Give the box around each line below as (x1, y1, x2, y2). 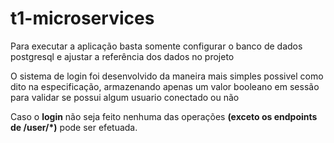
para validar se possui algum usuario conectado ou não (10, 91, 240, 103)
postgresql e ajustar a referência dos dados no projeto (10, 50, 235, 62)
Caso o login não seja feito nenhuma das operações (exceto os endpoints (10, 110, 318, 122)
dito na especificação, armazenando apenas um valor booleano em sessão (10, 80, 320, 92)
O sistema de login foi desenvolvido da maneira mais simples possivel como (10, 70, 324, 82)
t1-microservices (10, 7, 155, 30)
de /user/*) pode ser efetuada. (10, 121, 138, 133)
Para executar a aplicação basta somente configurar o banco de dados (10, 40, 303, 52)
